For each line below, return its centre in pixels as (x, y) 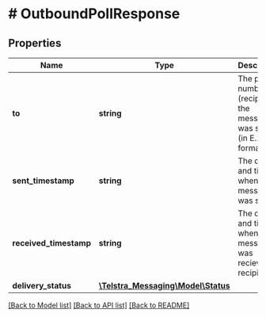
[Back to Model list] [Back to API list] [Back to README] (99, 305)
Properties (35, 43)
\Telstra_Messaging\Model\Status (164, 286)
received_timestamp (51, 243)
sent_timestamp (44, 181)
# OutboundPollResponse (94, 14)
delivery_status (42, 286)
